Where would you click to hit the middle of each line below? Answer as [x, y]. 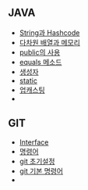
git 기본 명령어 [41, 170]
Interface [34, 142]
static [28, 81]
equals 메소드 [40, 62]
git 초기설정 [37, 161]
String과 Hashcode [49, 32]
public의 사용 [40, 52]
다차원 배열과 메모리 [49, 42]
